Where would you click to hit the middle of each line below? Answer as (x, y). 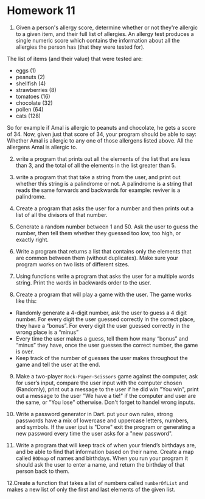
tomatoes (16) (33, 96)
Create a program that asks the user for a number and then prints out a (105, 208)
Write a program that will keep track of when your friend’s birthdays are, (106, 445)
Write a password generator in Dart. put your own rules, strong (94, 414)
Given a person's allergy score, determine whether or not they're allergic (107, 27)
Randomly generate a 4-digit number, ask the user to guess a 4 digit (101, 313)
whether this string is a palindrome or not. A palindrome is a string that (104, 183)
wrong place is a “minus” (47, 332)
